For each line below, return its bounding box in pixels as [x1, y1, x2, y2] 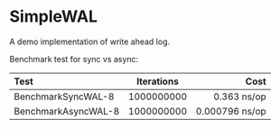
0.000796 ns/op [195, 105, 266, 117]
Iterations [136, 75, 179, 88]
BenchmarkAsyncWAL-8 [14, 105, 120, 117]
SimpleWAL [9, 6, 98, 27]
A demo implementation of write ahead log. [9, 36, 171, 47]
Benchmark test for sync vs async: [9, 53, 139, 64]
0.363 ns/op [213, 90, 266, 103]
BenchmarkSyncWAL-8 [14, 90, 115, 103]
